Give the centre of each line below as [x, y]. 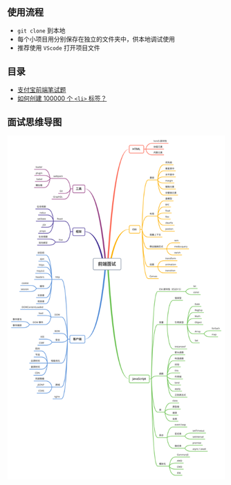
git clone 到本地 [41, 30]
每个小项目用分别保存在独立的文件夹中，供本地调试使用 [96, 39]
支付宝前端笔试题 [41, 89]
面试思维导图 [35, 122]
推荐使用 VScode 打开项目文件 [58, 48]
